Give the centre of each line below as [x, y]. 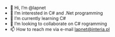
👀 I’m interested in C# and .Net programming [56, 13]
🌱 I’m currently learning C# [38, 18]
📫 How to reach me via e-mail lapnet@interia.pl [60, 29]
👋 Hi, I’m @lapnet [28, 8]
